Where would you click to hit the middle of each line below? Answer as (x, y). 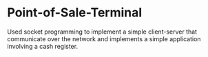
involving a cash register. (42, 46)
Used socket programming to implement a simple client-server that (102, 32)
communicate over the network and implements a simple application (104, 38)
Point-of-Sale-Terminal (75, 13)
